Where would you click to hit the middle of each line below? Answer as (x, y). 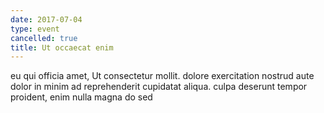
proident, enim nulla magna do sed (81, 97)
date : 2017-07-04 (46, 19)
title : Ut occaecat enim (62, 47)
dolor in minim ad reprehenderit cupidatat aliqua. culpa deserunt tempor (159, 87)
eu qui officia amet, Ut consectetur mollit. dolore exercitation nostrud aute (162, 76)
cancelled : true (44, 38)
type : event (35, 29)
